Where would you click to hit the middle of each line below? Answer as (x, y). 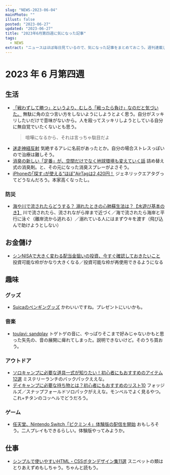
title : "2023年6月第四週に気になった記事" (46, 33)
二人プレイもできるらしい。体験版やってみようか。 (74, 430)
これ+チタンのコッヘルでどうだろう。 (52, 398)
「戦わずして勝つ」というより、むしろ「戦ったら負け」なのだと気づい (86, 107)
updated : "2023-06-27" (29, 29)
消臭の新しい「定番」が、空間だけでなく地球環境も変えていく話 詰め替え (88, 161)
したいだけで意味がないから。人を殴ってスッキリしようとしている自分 (90, 120)
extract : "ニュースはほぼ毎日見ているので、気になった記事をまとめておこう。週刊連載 (84, 48)
